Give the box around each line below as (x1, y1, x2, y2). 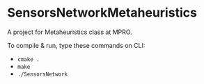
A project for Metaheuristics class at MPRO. (7, 28, 132, 36)
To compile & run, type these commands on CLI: (7, 41, 146, 49)
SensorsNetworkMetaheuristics (7, 5, 197, 21)
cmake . (17, 56, 40, 63)
